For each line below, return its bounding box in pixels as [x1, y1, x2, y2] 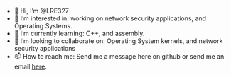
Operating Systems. [14, 22, 72, 30]
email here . [14, 62, 48, 71]
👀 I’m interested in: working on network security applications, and [14, 14, 207, 23]
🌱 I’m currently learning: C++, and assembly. [14, 29, 145, 37]
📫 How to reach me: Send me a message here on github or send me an [14, 52, 225, 60]
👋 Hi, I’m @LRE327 [14, 7, 69, 15]
